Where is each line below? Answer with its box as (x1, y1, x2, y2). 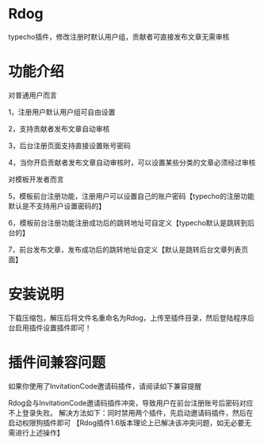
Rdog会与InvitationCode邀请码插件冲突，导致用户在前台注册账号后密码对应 (8, 397, 254, 408)
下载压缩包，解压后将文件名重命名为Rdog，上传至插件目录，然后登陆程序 (8, 313, 248, 322)
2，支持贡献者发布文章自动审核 (8, 124, 110, 133)
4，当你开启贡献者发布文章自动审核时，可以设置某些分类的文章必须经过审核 (8, 158, 256, 167)
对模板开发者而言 (8, 174, 64, 184)
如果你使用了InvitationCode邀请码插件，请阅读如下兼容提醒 (8, 381, 202, 390)
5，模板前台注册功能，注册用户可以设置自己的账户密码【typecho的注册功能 (8, 191, 255, 200)
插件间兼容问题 (8, 354, 106, 371)
